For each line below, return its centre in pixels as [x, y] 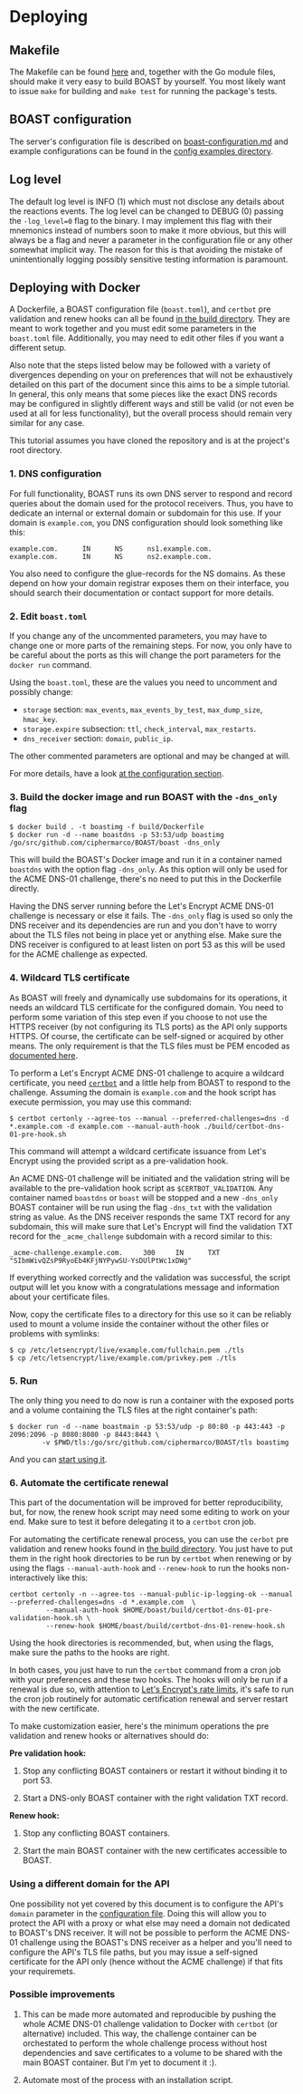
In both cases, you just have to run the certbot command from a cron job [145, 1670]
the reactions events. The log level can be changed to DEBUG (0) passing [147, 211]
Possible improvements [62, 1994]
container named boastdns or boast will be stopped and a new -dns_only [144, 1197]
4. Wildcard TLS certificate [70, 978]
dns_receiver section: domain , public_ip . [98, 738]
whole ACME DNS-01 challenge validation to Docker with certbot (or [150, 2023]
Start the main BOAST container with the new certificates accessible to [155, 1851]
